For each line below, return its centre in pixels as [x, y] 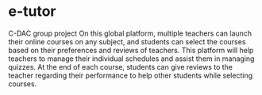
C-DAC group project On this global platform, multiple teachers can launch [130, 33]
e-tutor [33, 11]
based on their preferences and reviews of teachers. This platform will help [131, 50]
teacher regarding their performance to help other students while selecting [130, 75]
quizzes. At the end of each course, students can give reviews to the [120, 66]
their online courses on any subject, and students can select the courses [127, 41]
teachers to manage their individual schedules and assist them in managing [131, 59]
